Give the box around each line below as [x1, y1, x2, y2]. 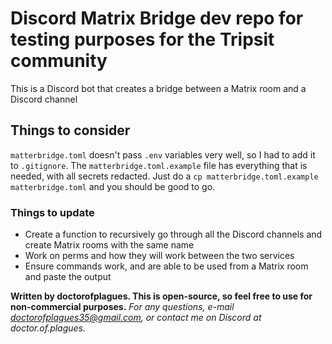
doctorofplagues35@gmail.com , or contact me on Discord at [10, 312, 262, 324]
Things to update [10, 205, 95, 219]
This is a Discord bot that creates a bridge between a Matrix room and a [10, 82, 307, 94]
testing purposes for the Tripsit [10, 28, 275, 51]
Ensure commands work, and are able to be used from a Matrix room [24, 260, 309, 272]
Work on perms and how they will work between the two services [24, 250, 295, 262]
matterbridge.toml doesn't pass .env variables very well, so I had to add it [10, 148, 316, 161]
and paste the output [24, 271, 112, 283]
